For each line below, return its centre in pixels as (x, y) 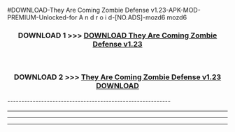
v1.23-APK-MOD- (176, 10)
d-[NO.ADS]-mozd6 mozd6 (148, 17)
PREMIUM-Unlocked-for (42, 17)
